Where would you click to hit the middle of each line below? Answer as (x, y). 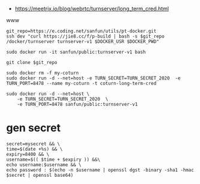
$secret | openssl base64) (40, 175)
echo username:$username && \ (44, 165)
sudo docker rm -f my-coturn (43, 73)
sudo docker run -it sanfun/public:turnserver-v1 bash (76, 52)
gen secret (34, 128)
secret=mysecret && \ (33, 144)
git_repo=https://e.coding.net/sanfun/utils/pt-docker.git (81, 31)
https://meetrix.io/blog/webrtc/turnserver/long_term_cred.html (92, 9)
